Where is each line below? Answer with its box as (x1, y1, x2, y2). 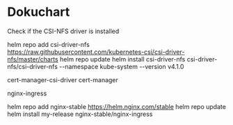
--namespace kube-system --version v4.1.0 (58, 62, 184, 70)
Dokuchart (7, 4, 70, 20)
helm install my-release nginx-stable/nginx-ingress (7, 110, 153, 118)
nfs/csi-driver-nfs (7, 62, 58, 70)
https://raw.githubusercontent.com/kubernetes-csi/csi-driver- (7, 48, 185, 56)
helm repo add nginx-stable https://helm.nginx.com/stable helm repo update (7, 102, 226, 110)
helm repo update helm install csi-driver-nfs (59, 55, 186, 63)
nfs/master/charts (7, 55, 58, 63)
